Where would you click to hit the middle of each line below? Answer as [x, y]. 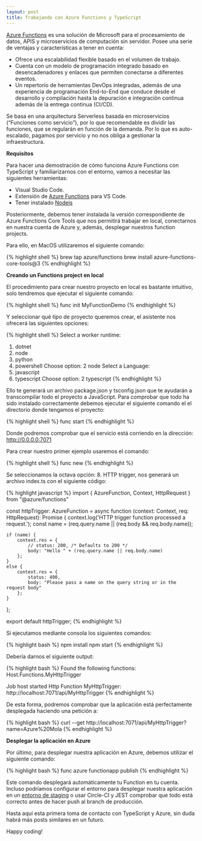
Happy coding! [25, 831]
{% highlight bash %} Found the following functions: [71, 668]
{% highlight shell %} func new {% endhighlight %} [70, 463]
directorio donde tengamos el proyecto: [55, 409]
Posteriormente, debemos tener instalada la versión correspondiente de [96, 214]
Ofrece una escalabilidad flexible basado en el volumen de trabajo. [98, 59]
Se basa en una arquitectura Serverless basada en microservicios [88, 116]
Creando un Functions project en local [55, 275]
